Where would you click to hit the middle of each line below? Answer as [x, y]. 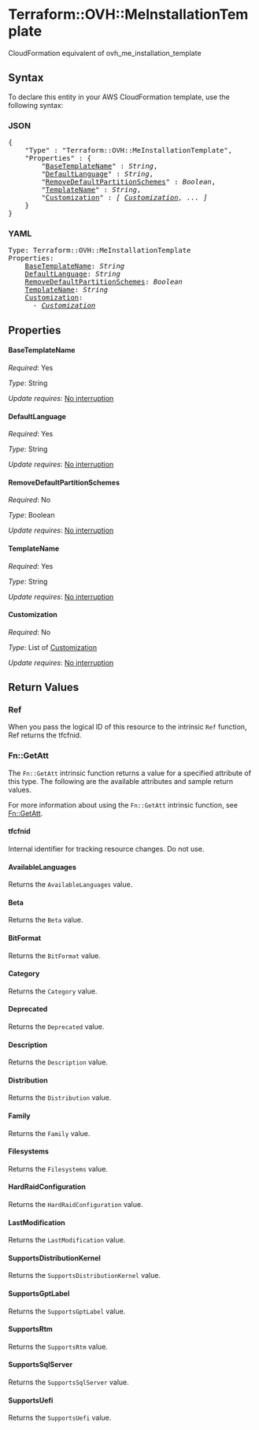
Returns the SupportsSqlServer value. [69, 1382]
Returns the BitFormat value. [54, 956]
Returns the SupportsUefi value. [60, 1418]
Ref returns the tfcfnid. [45, 735]
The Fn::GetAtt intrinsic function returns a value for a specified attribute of [130, 773]
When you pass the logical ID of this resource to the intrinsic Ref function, [128, 727]
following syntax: [36, 105]
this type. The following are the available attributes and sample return [121, 781]
